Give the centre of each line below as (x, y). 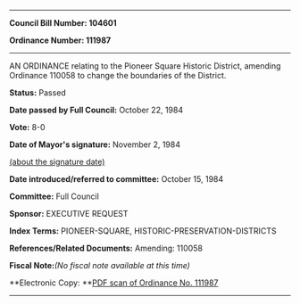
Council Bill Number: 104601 (63, 23)
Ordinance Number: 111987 (60, 40)
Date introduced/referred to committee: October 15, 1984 (117, 179)
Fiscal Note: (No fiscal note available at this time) (100, 265)
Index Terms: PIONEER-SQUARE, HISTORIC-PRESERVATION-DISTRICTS (143, 231)
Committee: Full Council (54, 196)
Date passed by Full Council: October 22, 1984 (96, 110)
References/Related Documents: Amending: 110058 (106, 248)
